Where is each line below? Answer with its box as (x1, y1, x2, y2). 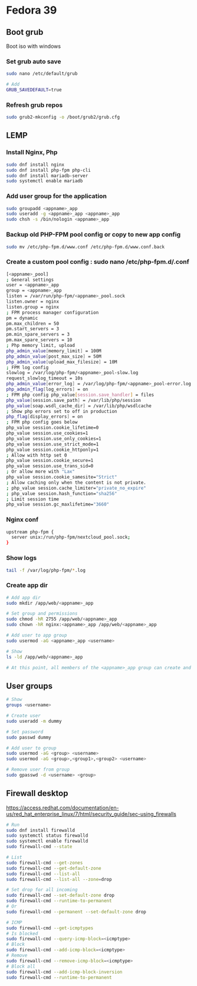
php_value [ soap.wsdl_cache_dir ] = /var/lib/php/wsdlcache (6, 402, 152, 409)
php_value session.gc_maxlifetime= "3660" (6, 502, 110, 507)
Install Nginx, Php (6, 148, 58, 156)
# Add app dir (6, 594, 41, 601)
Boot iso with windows (6, 42, 61, 50)
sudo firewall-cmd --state (6, 844, 73, 850)
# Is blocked (6, 931, 38, 936)
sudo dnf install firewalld (6, 827, 75, 833)
